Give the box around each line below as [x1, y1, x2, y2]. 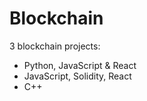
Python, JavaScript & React [23, 59, 137, 71]
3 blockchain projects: [9, 40, 101, 52]
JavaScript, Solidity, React [23, 70, 132, 82]
